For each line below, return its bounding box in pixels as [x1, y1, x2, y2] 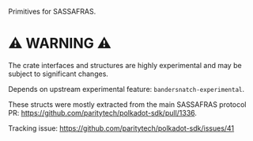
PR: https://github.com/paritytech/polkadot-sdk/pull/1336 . [8, 108, 198, 117]
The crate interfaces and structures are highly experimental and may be [8, 60, 243, 70]
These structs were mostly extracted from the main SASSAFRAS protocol [8, 99, 247, 109]
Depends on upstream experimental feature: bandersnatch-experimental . [8, 84, 245, 93]
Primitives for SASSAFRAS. [8, 7, 96, 16]
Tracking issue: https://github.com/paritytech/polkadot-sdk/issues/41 [8, 123, 235, 133]
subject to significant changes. [8, 69, 109, 78]
